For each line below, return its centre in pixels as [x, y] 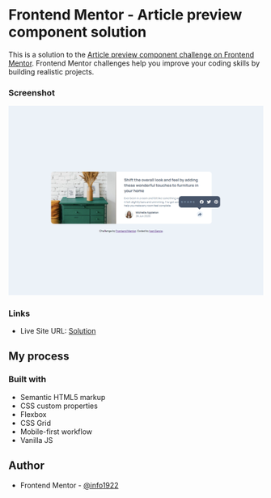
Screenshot [32, 92]
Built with [28, 380]
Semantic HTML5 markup [63, 397]
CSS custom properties [59, 406]
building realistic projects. [51, 71]
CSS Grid [35, 423]
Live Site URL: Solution [58, 331]
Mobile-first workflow [56, 432]
